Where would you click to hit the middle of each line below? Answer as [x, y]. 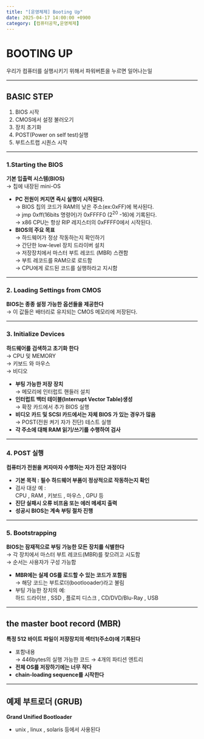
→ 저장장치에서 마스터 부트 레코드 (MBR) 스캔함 [72, 253]
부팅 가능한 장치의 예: [40, 590]
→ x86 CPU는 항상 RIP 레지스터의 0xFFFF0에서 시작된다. [83, 222]
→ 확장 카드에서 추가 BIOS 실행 [52, 407]
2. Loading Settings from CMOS [54, 290]
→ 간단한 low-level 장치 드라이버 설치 [60, 245]
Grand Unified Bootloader [39, 716]
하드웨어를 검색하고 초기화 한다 [42, 348]
